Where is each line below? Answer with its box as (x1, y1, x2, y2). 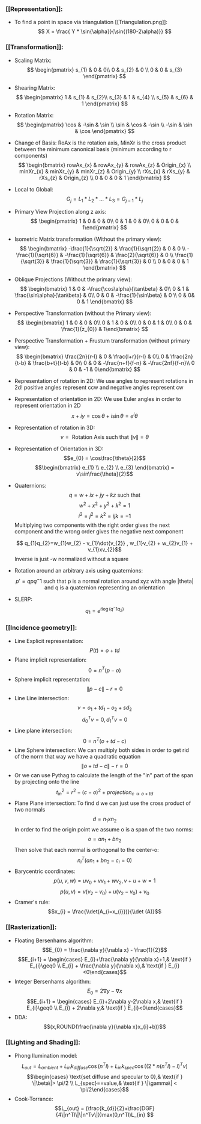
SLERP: (14, 595, 33, 603)
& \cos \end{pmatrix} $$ (74, 127, 135, 134)
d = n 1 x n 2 (92, 815, 117, 824)
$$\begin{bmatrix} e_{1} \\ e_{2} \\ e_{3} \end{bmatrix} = (35, 464, 175, 471)
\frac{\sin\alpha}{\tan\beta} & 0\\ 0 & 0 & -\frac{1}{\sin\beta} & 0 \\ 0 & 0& (14, 291, 195, 299)
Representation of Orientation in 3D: (14, 445, 104, 453)
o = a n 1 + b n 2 (88, 836, 122, 844)
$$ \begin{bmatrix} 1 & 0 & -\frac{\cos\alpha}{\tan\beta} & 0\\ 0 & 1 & (20, 285, 190, 293)
